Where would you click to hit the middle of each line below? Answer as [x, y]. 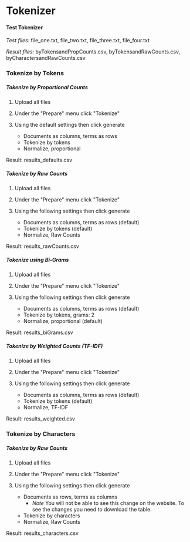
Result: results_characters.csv [43, 533]
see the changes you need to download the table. [92, 510]
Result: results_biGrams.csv [40, 332]
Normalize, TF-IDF [46, 408]
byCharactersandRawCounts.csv [46, 58]
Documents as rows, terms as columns [70, 497]
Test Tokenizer [25, 27]
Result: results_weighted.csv [40, 419]
